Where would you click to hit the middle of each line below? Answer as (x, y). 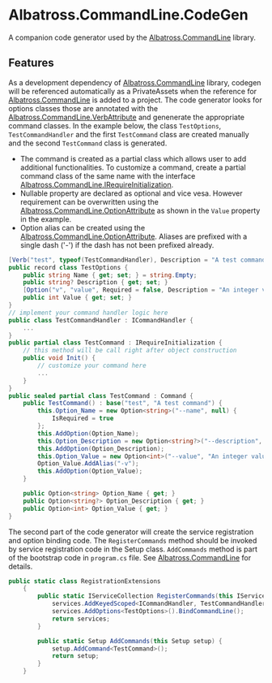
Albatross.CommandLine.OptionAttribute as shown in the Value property (140, 210)
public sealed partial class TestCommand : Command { (101, 396)
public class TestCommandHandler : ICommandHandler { (101, 320)
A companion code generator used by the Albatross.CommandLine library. (132, 37)
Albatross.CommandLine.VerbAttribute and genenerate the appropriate (127, 117)
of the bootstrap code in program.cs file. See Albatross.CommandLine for (130, 557)
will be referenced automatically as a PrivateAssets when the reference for (133, 91)
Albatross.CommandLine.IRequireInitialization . (97, 184)
